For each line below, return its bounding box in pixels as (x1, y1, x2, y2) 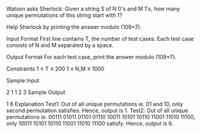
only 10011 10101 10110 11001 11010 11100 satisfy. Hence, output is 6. (6, 120, 174, 127)
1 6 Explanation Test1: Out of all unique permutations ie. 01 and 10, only (6, 100, 183, 107)
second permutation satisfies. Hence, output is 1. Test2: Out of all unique (6, 107, 188, 114)
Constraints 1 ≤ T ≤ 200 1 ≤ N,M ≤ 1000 (6, 65, 104, 72)
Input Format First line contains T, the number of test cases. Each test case (6, 35, 194, 42)
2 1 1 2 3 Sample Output (6, 89, 66, 96)
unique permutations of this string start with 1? (6, 12, 123, 19)
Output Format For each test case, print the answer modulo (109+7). (6, 53, 177, 60)
